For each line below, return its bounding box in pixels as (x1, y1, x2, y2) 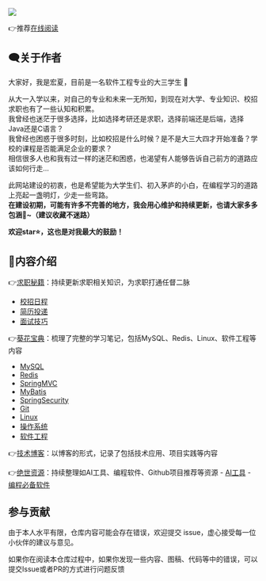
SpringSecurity (19, 395, 69, 404)
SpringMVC (19, 378, 58, 388)
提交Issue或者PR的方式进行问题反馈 (8, 564, 125, 574)
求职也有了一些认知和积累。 (8, 104, 99, 113)
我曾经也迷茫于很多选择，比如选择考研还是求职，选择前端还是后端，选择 (8, 113, 244, 123)
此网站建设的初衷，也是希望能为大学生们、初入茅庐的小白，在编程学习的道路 (8, 180, 258, 189)
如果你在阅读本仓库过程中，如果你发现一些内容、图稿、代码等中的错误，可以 (8, 555, 258, 564)
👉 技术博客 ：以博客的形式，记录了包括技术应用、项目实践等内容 (8, 448, 218, 457)
